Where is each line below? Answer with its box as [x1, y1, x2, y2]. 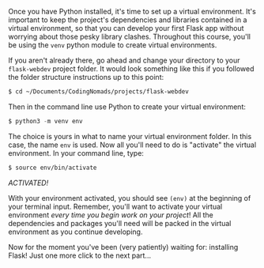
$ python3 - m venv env [8, 117, 83, 125]
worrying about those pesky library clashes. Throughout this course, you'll [8, 32, 251, 41]
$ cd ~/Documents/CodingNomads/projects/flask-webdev [8, 88, 190, 96]
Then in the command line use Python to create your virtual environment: [8, 102, 247, 111]
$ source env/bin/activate [8, 164, 97, 172]
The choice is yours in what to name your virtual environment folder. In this [8, 131, 252, 141]
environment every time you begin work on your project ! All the [8, 209, 213, 220]
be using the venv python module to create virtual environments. [8, 40, 217, 50]
